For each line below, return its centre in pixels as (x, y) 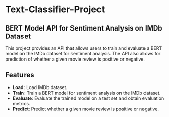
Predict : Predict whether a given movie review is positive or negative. (86, 109)
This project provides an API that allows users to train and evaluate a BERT (84, 48)
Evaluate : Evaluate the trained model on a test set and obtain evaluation (88, 98)
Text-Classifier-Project (55, 9)
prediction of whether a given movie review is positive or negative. (75, 59)
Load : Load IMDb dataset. (40, 87)
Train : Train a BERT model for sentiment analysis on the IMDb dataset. (87, 93)
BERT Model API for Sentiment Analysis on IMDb (84, 28)
